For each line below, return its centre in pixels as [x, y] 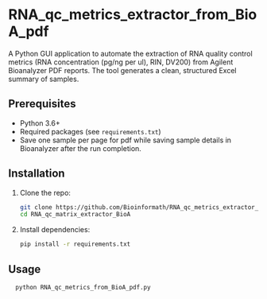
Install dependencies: [55, 230]
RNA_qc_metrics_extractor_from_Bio [133, 15]
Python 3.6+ [40, 123]
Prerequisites [42, 104]
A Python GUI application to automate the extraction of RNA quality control [130, 53]
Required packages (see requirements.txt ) [90, 131]
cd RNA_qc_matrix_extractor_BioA [75, 215]
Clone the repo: [45, 192]
